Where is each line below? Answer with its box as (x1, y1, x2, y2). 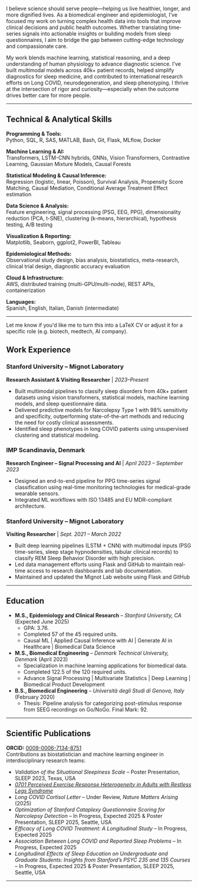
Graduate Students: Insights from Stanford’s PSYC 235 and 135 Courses (14, 856, 190, 863)
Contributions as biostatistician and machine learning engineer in (6, 750, 164, 758)
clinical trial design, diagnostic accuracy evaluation (6, 262, 130, 269)
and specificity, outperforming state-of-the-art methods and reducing (14, 412, 184, 420)
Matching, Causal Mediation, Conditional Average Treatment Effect (6, 184, 168, 191)
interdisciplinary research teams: (6, 756, 86, 764)
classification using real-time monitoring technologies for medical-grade (14, 483, 191, 490)
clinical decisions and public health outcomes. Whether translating (6, 24, 168, 31)
